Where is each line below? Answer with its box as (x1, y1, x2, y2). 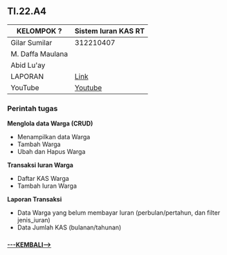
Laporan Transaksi (7, 195, 62, 204)
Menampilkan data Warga (17, 133, 91, 141)
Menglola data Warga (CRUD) (7, 119, 93, 127)
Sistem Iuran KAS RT (75, 26, 145, 35)
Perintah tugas (7, 103, 58, 113)
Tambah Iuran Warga (17, 182, 78, 190)
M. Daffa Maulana (10, 49, 69, 58)
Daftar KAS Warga (17, 175, 69, 183)
